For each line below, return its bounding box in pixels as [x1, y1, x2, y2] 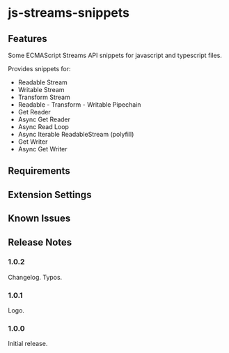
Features [8, 33, 47, 45]
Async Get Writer [17, 145, 68, 153]
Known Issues [8, 213, 71, 225]
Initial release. [8, 340, 48, 348]
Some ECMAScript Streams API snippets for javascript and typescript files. [8, 51, 222, 59]
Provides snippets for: [8, 65, 72, 73]
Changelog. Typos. [8, 273, 63, 281]
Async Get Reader [17, 115, 71, 123]
